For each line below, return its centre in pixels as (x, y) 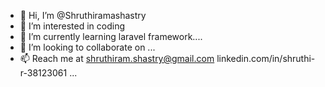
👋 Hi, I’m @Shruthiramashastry (83, 15)
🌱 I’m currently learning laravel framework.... (111, 36)
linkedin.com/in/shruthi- (266, 58)
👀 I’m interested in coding (72, 26)
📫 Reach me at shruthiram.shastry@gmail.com (117, 58)
